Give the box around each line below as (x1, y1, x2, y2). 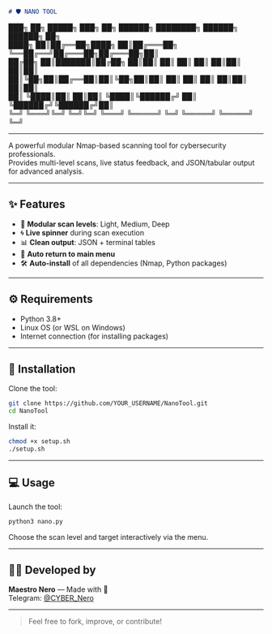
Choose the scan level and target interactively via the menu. (8, 532, 209, 541)
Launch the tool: (8, 502, 63, 511)
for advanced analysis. (8, 166, 85, 176)
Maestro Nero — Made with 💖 (8, 584, 108, 594)
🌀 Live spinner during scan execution (19, 227, 145, 237)
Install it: (8, 422, 36, 432)
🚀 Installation (8, 362, 76, 376)
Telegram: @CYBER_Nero (8, 593, 95, 603)
